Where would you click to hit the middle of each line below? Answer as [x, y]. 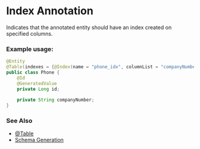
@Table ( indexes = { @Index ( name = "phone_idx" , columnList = [82, 67]
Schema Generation [39, 140]
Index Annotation [50, 11]
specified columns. [29, 33]
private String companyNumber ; [56, 100]
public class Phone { [33, 72]
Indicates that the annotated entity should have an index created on [89, 27]
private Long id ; [38, 89]
